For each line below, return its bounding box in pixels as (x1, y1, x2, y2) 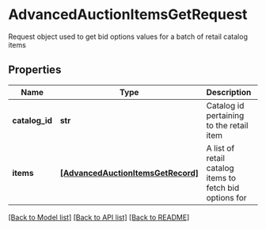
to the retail (206, 120, 249, 131)
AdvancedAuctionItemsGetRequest (8, 6, 248, 24)
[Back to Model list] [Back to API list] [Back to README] (8, 212, 190, 222)
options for (206, 192, 247, 203)
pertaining (206, 109, 245, 120)
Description (206, 86, 252, 97)
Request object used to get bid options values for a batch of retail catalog (8, 32, 248, 41)
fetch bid (206, 182, 240, 193)
